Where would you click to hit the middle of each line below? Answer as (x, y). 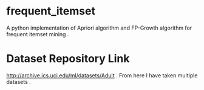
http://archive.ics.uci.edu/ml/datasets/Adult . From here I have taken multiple (102, 75)
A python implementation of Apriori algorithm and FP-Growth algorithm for (99, 28)
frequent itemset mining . (38, 34)
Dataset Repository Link (68, 59)
